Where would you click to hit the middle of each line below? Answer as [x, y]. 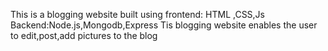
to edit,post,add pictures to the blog [84, 35]
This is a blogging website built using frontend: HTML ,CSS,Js [138, 14]
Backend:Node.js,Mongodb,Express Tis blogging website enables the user [164, 25]
